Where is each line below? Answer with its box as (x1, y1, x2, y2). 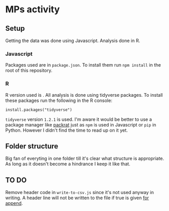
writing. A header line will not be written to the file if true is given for (5, 195, 149, 201)
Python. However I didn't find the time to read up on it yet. (5, 127, 128, 133)
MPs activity (5, 4, 60, 15)
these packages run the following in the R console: (5, 97, 112, 103)
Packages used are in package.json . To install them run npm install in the (5, 62, 161, 68)
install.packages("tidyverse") (5, 107, 72, 112)
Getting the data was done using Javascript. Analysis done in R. (5, 37, 140, 44)
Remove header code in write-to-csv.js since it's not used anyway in (5, 189, 154, 196)
